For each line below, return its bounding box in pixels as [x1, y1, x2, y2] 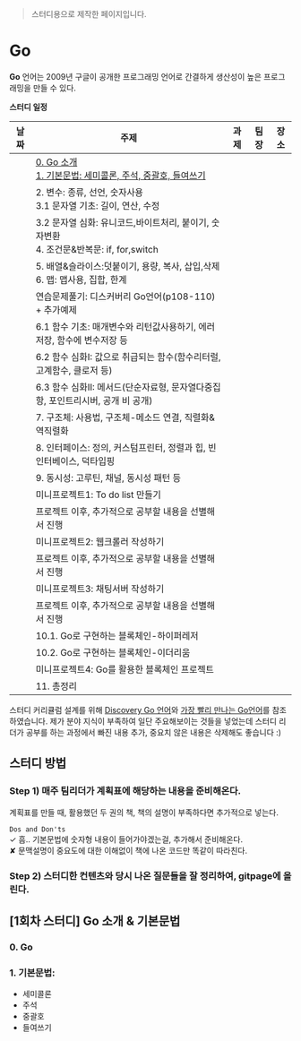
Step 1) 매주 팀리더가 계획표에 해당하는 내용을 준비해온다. [9, 785, 242, 797]
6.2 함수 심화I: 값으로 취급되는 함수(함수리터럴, [35, 350, 221, 363]
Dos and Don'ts [9, 824, 66, 834]
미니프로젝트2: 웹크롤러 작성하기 [35, 535, 165, 547]
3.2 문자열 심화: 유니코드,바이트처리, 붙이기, [35, 216, 210, 228]
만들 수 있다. [32, 82, 76, 93]
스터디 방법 [9, 756, 67, 771]
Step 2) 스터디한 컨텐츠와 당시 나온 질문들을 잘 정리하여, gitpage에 [9, 869, 281, 882]
